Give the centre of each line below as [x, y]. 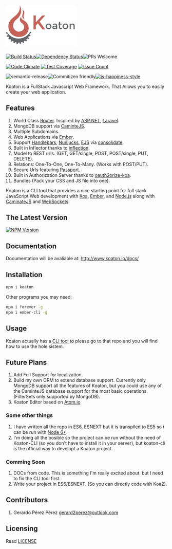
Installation [24, 275]
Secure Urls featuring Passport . [47, 170]
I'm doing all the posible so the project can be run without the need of [87, 437]
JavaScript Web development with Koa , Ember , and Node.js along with [80, 196]
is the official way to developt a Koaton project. [63, 448]
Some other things [30, 415]
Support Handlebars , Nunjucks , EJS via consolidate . [69, 142]
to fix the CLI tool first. [37, 478]
